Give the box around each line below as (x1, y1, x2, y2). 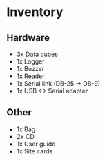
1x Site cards (16, 146, 53, 155)
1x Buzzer (16, 65, 45, 73)
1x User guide (16, 140, 56, 148)
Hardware (6, 32, 50, 44)
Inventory (6, 4, 64, 20)
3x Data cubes (16, 50, 58, 58)
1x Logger (16, 57, 45, 66)
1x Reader (16, 72, 46, 80)
